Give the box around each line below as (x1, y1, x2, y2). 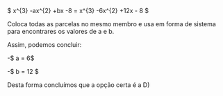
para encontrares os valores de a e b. (7, 28, 115, 35)
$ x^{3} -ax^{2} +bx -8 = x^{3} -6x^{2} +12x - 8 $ (7, 7, 149, 15)
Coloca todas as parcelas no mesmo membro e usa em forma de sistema (7, 20, 217, 28)
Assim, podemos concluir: (7, 41, 82, 48)
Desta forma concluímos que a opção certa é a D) (7, 81, 150, 89)
